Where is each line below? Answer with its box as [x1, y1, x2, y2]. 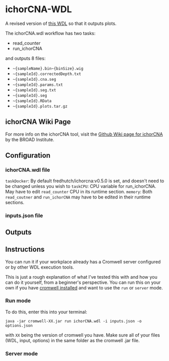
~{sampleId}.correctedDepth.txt [12, 71, 81, 77]
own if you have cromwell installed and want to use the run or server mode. [5, 284, 163, 290]
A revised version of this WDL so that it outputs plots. [5, 20, 117, 26]
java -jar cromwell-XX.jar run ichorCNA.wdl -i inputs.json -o [5, 318, 142, 323]
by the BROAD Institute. [5, 136, 55, 143]
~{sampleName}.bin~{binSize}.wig [12, 66, 84, 71]
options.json [5, 323, 33, 328]
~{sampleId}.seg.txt [12, 87, 56, 92]
